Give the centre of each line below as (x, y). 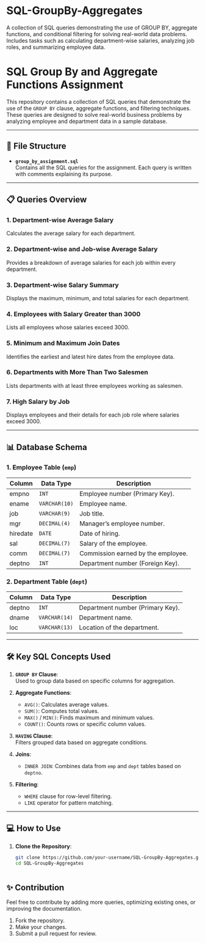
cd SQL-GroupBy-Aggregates (49, 863)
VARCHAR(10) (56, 503)
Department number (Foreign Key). (129, 563)
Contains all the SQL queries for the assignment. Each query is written (103, 167)
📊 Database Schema (47, 447)
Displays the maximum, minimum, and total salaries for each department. (98, 298)
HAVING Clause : (34, 736)
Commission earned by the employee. (133, 553)
